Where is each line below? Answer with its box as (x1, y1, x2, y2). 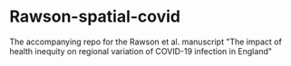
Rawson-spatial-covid (9, 6, 181, 27)
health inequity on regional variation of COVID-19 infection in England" (9, 45, 272, 56)
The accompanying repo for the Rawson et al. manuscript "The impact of (9, 36, 283, 47)
